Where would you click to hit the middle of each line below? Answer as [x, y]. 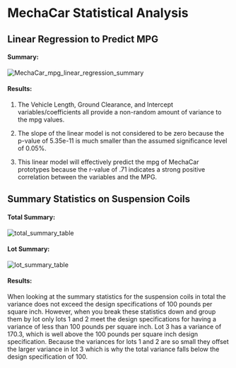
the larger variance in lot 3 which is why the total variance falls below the [113, 349]
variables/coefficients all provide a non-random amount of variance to [119, 112]
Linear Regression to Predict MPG [83, 39]
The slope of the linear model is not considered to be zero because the [121, 133]
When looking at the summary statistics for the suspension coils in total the [117, 296]
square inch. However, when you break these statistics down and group [112, 311]
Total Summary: [31, 217]
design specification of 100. [48, 356]
